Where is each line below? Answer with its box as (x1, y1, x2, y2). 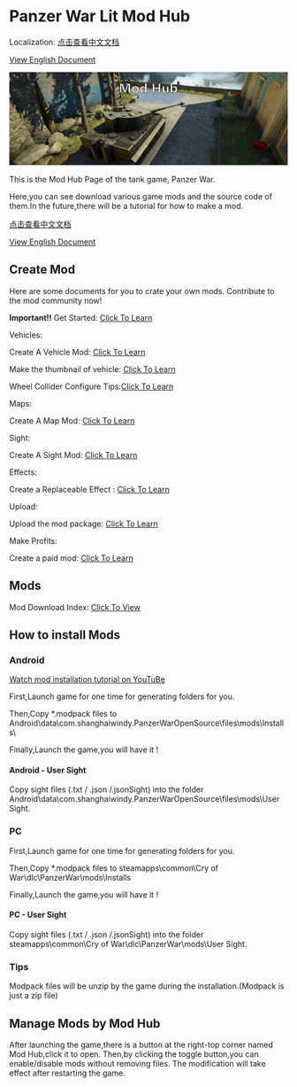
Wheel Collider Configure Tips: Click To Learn (9, 381, 174, 392)
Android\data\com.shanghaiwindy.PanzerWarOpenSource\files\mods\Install (9, 718, 285, 728)
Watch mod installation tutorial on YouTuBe (9, 674, 165, 685)
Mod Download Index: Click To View (9, 602, 141, 612)
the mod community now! (9, 295, 103, 306)
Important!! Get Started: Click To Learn (9, 312, 153, 322)
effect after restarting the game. (9, 1068, 126, 1078)
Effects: (9, 467, 37, 478)
